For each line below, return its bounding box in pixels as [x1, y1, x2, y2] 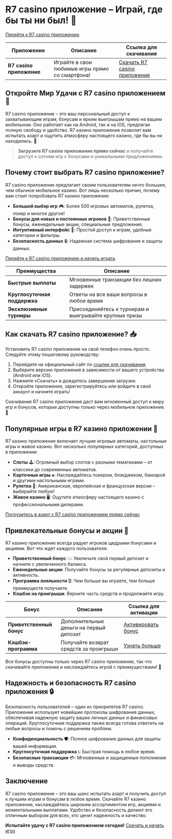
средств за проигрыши [60, 645, 118, 652]
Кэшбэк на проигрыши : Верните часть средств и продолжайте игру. [12, 591, 165, 596]
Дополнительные [60, 618, 104, 625]
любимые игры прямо [53, 65, 109, 72]
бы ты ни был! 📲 [5, 14, 77, 26]
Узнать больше [123, 642, 161, 649]
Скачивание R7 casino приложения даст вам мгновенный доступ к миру [5, 398, 164, 405]
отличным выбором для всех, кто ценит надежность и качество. [5, 812, 147, 818]
